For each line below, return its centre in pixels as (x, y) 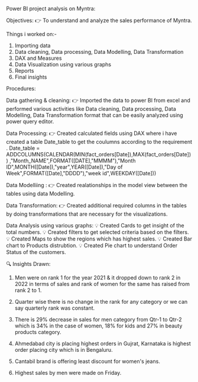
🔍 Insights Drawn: (28, 264)
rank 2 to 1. (28, 290)
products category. (38, 332)
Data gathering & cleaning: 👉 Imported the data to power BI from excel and (98, 100)
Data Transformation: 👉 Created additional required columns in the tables (97, 206)
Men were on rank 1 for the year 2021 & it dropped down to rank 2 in (98, 277)
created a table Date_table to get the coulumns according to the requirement (99, 142)
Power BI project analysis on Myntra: (51, 9)
